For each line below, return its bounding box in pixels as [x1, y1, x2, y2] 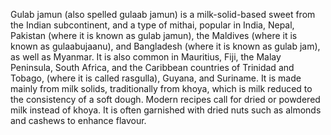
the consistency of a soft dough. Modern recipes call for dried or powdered [10, 94, 321, 105]
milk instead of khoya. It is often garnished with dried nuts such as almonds [10, 104, 322, 116]
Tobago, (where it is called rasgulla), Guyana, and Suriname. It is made [10, 72, 302, 84]
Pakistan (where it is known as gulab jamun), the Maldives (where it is [10, 30, 298, 41]
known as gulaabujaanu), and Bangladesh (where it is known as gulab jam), [10, 40, 321, 52]
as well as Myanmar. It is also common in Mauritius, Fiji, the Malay [10, 51, 282, 63]
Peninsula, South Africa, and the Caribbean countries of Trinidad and [10, 62, 295, 73]
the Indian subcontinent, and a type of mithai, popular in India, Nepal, [10, 19, 295, 31]
